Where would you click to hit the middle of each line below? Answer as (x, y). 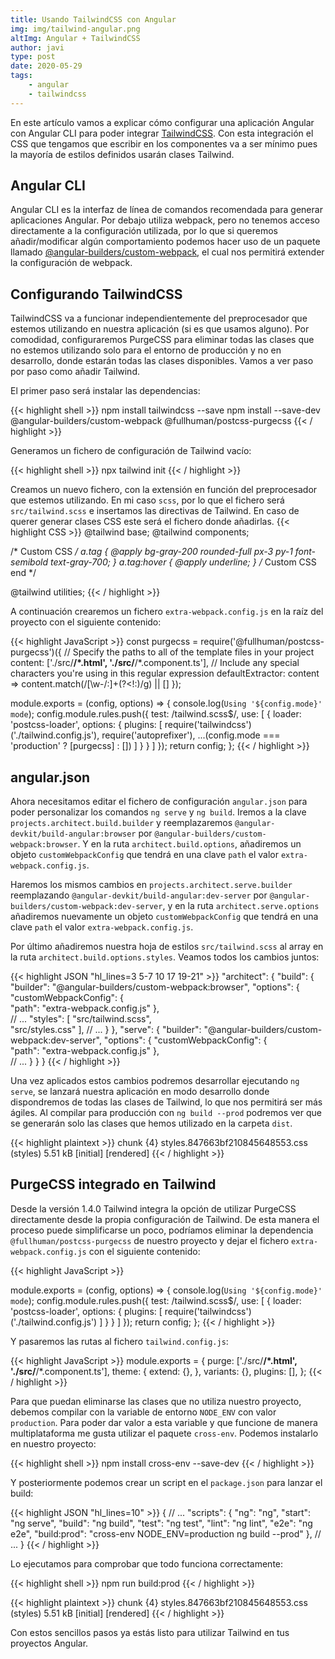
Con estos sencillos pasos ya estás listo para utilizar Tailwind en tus (150, 1632)
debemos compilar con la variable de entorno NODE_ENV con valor (143, 1412)
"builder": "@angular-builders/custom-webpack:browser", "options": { (155, 987)
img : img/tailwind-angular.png (75, 29)
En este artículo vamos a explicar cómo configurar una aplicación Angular (162, 122)
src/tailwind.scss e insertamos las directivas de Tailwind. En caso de (155, 511)
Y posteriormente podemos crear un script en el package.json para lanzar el (166, 1482)
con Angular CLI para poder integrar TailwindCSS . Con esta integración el (162, 133)
